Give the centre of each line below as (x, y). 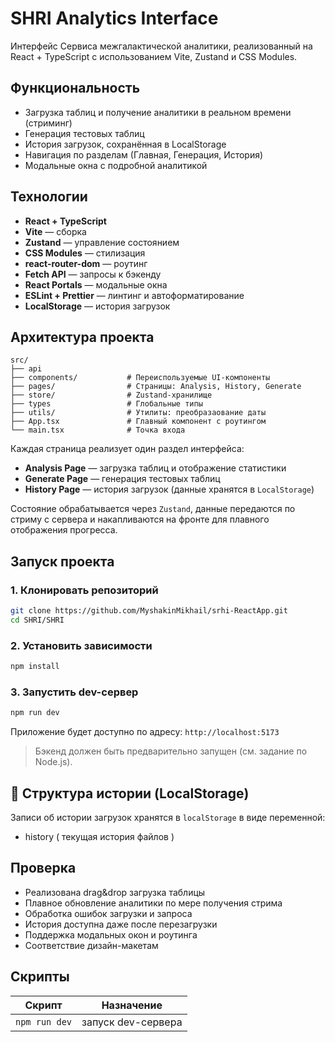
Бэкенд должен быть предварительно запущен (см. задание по (171, 751)
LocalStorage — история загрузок (97, 306)
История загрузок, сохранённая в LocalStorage (125, 144)
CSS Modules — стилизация (85, 253)
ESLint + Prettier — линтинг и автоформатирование (134, 295)
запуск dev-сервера (132, 1022)
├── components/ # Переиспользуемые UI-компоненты (140, 378)
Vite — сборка (55, 231)
